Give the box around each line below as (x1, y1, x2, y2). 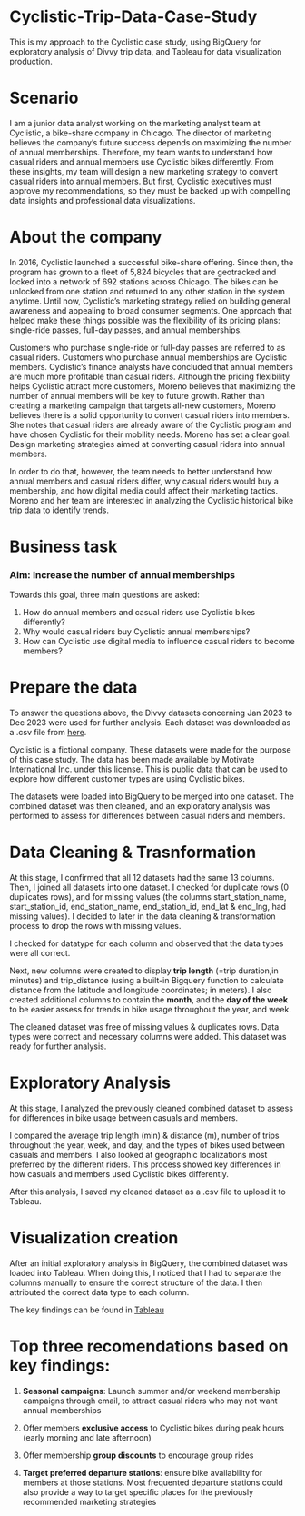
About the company (9, 227, 162, 247)
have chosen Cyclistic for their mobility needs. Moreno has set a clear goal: (9, 429, 291, 440)
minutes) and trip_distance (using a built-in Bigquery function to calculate (9, 975, 284, 986)
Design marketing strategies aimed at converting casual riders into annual (9, 438, 286, 449)
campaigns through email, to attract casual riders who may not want (22, 1395, 279, 1406)
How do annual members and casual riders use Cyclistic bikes (22, 607, 256, 618)
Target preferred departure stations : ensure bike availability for (22, 1467, 263, 1478)
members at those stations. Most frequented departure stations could (22, 1477, 283, 1488)
